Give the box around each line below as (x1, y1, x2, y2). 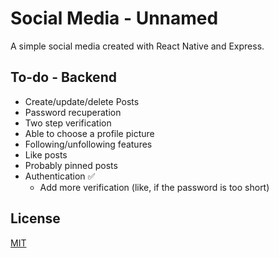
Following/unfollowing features (24, 138, 153, 150)
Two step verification (24, 117, 112, 129)
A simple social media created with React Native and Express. (10, 40, 265, 52)
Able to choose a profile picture (24, 127, 155, 139)
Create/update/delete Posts (24, 95, 140, 107)
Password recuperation (24, 106, 122, 118)
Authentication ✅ (24, 170, 96, 182)
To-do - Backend (10, 69, 117, 86)
